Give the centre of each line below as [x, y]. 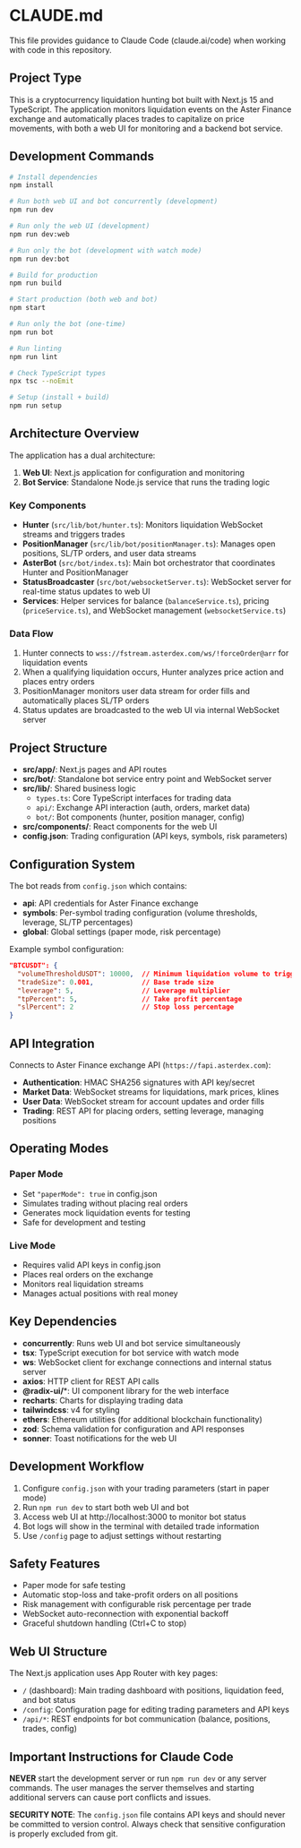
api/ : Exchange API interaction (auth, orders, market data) [143, 808]
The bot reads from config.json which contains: [99, 886]
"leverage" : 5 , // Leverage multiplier [124, 991]
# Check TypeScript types [57, 373]
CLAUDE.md [56, 16]
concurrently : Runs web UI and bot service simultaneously [131, 1343]
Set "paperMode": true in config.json [90, 1193]
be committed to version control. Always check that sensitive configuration [147, 1825]
